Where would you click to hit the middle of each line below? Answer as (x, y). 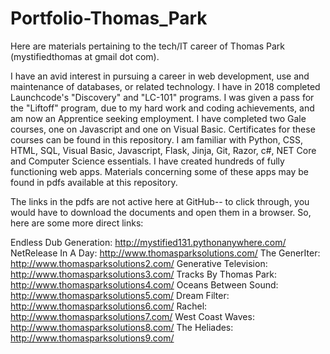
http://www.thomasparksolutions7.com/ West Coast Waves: (132, 316)
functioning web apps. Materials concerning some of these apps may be (160, 171)
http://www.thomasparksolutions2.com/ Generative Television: (139, 263)
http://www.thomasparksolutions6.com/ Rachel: (109, 306)
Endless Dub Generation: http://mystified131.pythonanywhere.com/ (148, 242)
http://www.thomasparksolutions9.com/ (92, 338)
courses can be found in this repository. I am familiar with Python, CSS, (157, 139)
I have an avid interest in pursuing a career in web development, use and (160, 76)
